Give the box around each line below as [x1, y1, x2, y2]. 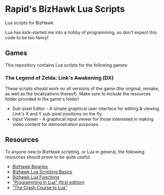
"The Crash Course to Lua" [12, 184, 67, 191]
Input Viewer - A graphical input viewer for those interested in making [12, 116, 154, 122]
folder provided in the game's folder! [5, 96, 80, 102]
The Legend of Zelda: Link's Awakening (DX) [5, 74, 114, 81]
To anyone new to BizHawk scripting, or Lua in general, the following [5, 149, 144, 155]
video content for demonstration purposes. [12, 121, 100, 127]
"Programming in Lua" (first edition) [12, 179, 85, 185]
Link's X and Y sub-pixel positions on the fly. [12, 111, 103, 117]
